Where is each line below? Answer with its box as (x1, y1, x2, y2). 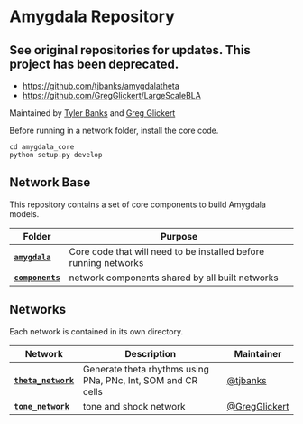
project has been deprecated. (9, 56, 179, 71)
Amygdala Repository (9, 6, 176, 27)
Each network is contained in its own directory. (9, 325, 183, 336)
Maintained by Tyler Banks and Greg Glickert (9, 108, 176, 118)
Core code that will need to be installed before (69, 245, 264, 258)
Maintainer (234, 347, 282, 360)
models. (9, 208, 40, 219)
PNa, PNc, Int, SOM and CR (82, 373, 198, 386)
